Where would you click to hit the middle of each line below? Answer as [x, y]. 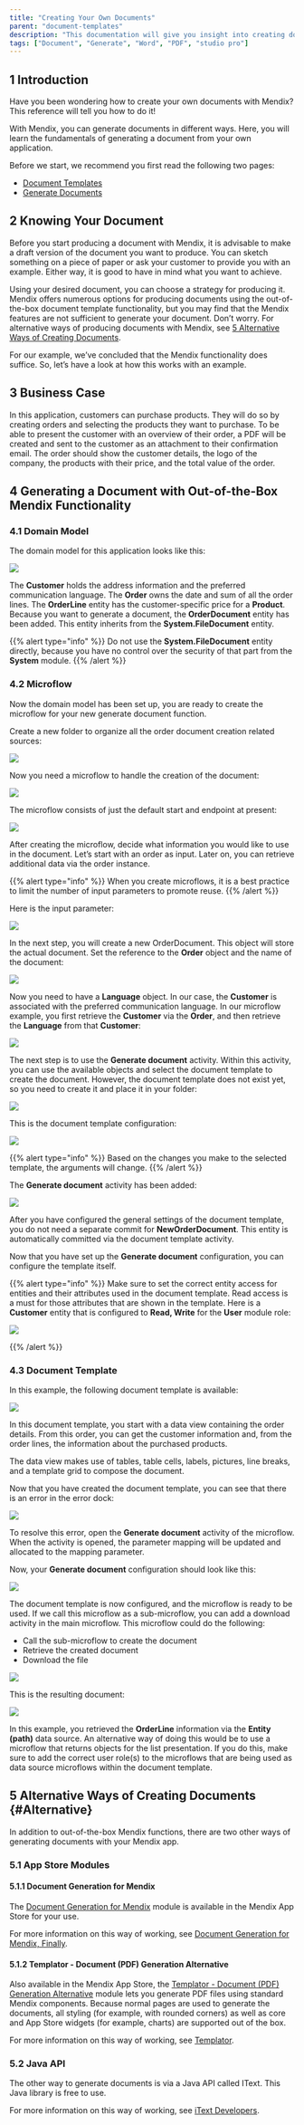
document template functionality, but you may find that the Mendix [165, 308]
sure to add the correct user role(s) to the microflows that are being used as [151, 1757]
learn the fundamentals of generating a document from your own [130, 139]
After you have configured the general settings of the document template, [147, 1220]
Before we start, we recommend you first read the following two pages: [142, 166]
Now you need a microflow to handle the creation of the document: [134, 775]
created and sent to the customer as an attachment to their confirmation [144, 444]
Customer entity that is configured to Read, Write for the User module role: [150, 1312]
